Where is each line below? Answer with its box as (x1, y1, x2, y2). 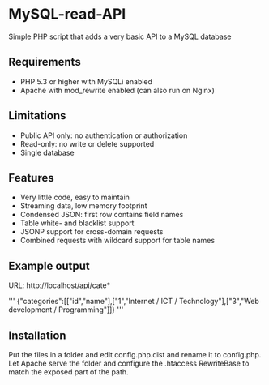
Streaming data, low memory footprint (19, 201, 147, 211)
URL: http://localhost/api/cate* (8, 280, 111, 290)
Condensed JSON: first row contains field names (19, 210, 184, 220)
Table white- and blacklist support (19, 218, 134, 228)
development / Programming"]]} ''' (8, 305, 124, 314)
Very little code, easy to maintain (19, 192, 130, 203)
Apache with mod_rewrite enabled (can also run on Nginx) (19, 85, 215, 95)
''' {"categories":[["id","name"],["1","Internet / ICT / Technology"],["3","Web (8, 297, 259, 306)
